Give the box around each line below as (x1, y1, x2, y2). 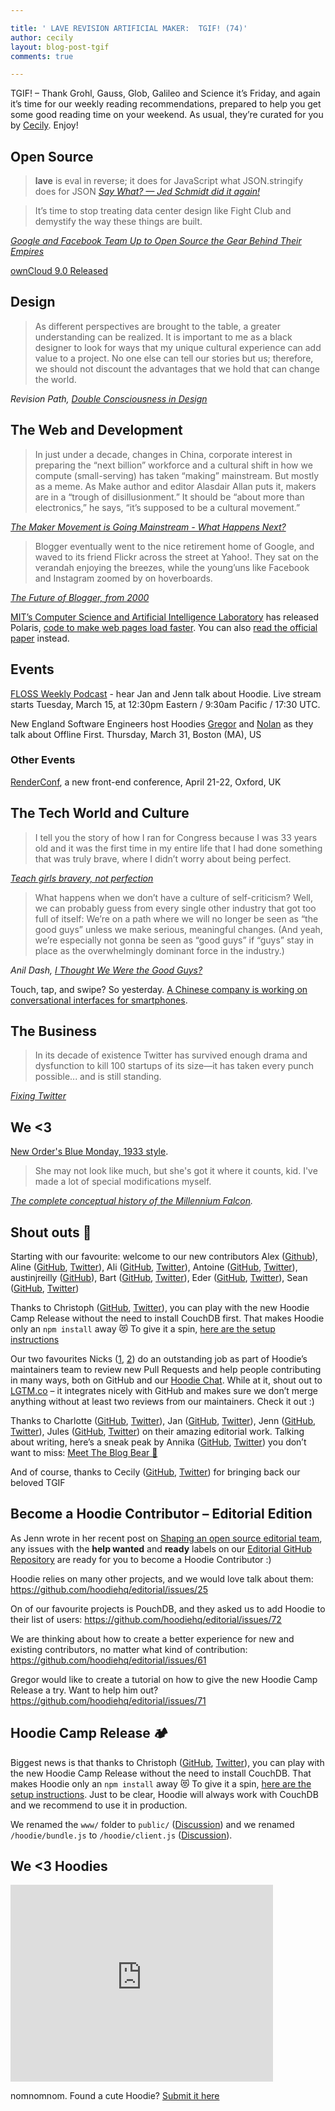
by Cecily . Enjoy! (10, 119, 79, 131)
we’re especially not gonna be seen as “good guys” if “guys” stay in (34, 934, 315, 946)
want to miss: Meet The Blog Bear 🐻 (10, 1447, 158, 1459)
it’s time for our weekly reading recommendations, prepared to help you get (10, 98, 322, 110)
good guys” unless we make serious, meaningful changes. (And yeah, (34, 923, 323, 935)
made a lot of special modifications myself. (34, 1176, 212, 1188)
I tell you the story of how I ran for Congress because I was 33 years (34, 831, 318, 843)
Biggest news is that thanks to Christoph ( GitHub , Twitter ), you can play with (10, 1756, 325, 1768)
